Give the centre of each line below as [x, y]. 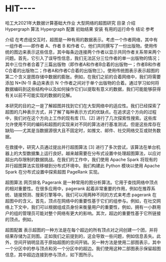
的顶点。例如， [20, 219]
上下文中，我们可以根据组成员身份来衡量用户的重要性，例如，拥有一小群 [83, 207]
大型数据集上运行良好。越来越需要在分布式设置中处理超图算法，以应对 [89, 153]
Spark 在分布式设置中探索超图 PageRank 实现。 [54, 172]
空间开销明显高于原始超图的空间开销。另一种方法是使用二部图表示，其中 [87, 242]
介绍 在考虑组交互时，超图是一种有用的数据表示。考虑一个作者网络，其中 [79, 40]
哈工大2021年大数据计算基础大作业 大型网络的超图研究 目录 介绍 [70, 23]
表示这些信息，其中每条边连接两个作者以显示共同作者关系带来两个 [94, 52]
